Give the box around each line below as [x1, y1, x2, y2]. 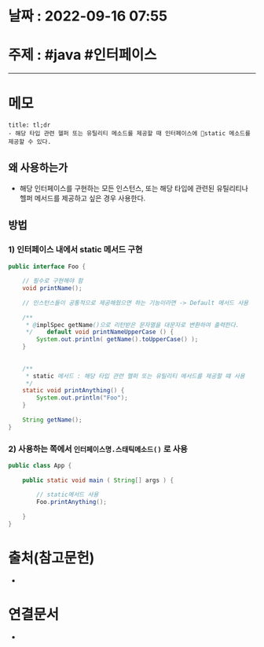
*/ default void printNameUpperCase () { [25, 328, 174, 336]
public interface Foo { [8, 263, 86, 270]
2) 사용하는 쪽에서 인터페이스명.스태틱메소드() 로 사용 [8, 443, 189, 454]
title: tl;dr [8, 121, 51, 130]
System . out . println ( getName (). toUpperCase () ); [36, 336, 199, 344]
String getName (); [22, 416, 82, 424]
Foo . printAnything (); [36, 498, 108, 506]
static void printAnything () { [22, 387, 125, 395]
